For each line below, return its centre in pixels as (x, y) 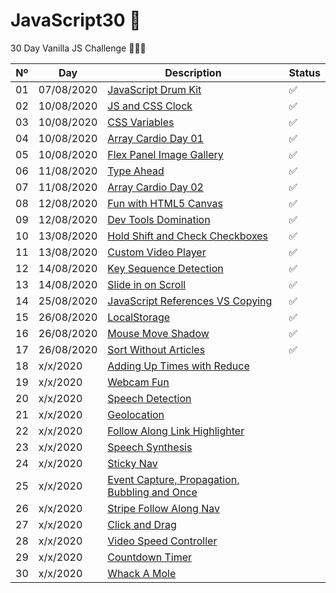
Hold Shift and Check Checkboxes (188, 236)
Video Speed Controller (162, 541)
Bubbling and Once (152, 492)
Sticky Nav (132, 463)
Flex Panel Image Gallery (165, 154)
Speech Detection (149, 398)
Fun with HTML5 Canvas (165, 203)
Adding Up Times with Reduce (178, 366)
